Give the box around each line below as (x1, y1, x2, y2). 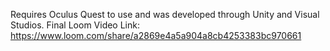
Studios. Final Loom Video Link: (10, 19, 140, 31)
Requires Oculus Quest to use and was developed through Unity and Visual (10, 9, 320, 20)
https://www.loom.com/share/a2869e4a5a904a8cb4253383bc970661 (10, 30, 302, 41)
